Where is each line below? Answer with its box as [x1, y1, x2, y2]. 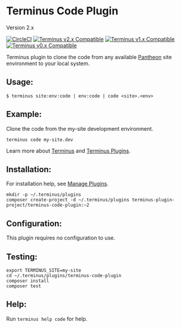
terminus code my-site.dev [6, 136, 73, 143]
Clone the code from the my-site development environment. [6, 125, 154, 132]
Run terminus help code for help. [6, 315, 88, 322]
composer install [6, 278, 50, 284]
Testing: [6, 252, 38, 262]
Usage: [6, 77, 34, 87]
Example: [6, 109, 42, 119]
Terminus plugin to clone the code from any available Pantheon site [6, 53, 172, 60]
